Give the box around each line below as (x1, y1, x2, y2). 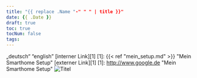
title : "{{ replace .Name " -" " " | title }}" (6, 8, 124, 15)
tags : (6, 36, 20, 42)
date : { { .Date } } (6, 14, 52, 20)
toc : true (6, 25, 31, 32)
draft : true (6, 20, 36, 26)
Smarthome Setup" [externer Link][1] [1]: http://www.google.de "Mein (6, 59, 177, 66)
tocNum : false (6, 31, 42, 37)
